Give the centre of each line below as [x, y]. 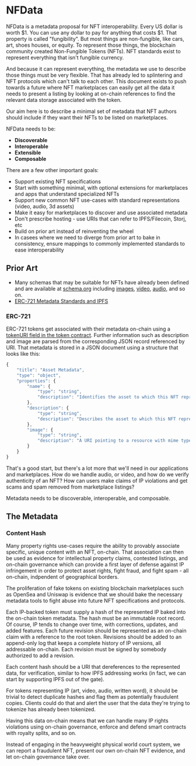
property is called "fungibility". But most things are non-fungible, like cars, [95, 39]
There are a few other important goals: [52, 170]
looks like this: [23, 354]
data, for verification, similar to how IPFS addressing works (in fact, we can [96, 673]
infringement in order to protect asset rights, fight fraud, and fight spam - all [97, 571]
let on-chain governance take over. [48, 757]
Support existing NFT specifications [57, 181]
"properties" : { [36, 381]
